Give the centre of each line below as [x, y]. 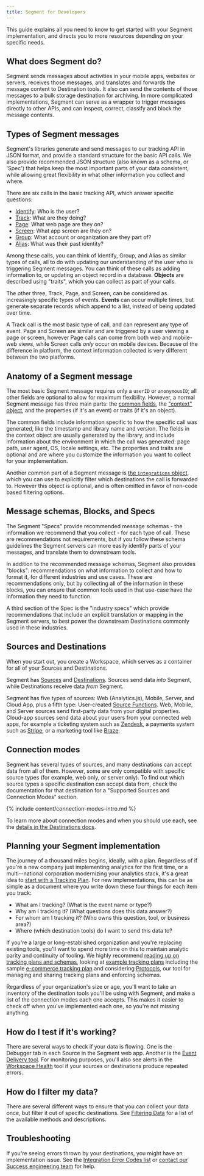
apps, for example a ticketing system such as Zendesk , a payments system [100, 724]
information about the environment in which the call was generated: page [98, 442]
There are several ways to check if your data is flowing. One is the [89, 1047]
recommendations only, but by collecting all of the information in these [95, 583]
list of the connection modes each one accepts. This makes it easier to [95, 1000]
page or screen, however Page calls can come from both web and [89, 338]
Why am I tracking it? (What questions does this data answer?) [93, 911]
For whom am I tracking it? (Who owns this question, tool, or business [103, 918]
